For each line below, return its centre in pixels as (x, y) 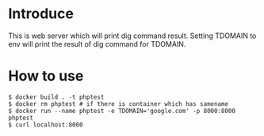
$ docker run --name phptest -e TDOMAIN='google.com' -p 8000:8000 (122, 111)
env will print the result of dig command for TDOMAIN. (97, 43)
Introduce (41, 14)
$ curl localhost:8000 (46, 125)
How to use (46, 76)
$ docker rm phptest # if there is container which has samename (118, 104)
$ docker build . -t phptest (56, 97)
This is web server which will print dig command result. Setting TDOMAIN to (132, 36)
